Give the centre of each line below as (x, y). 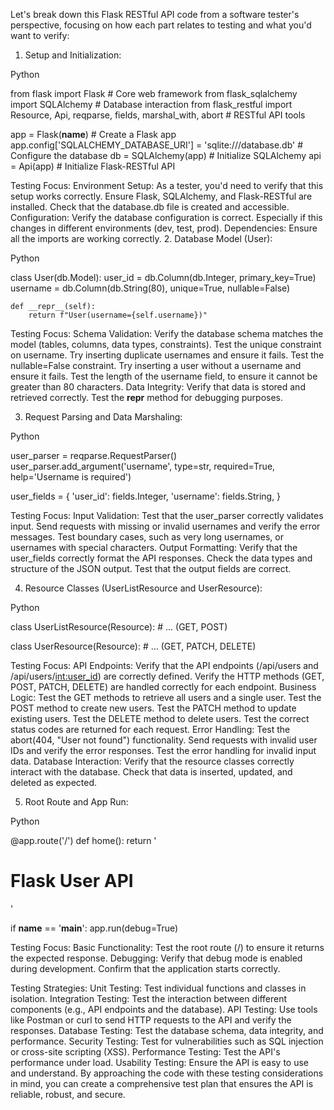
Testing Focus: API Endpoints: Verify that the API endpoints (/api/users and (164, 665)
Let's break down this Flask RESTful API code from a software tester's (155, 14)
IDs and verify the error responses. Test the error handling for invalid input (163, 750)
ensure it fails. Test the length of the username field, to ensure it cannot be (164, 376)
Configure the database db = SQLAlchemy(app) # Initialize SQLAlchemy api (166, 155)
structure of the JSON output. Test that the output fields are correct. (151, 568)
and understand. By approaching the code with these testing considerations (167, 1073)
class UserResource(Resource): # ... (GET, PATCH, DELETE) (133, 646)
